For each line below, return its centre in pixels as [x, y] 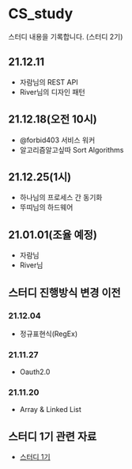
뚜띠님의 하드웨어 [46, 207]
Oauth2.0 [35, 372]
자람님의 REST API [49, 82]
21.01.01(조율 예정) [53, 234]
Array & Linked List [50, 410]
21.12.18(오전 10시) [53, 119]
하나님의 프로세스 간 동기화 [61, 198]
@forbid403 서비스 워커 [57, 140]
